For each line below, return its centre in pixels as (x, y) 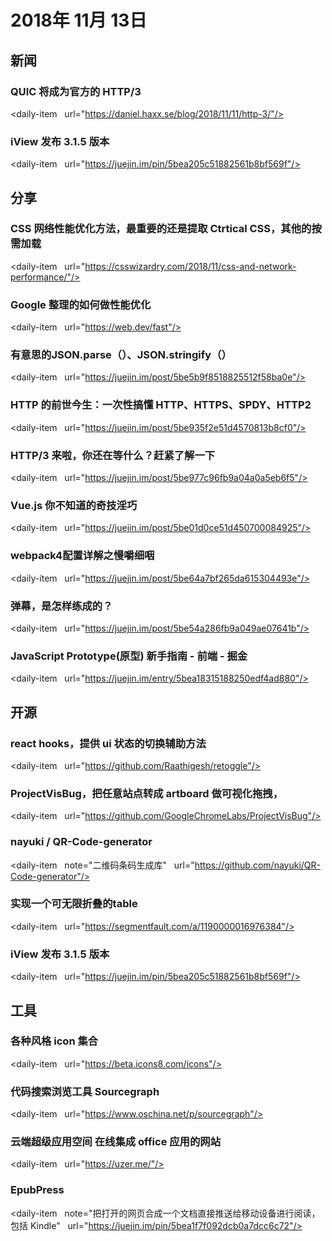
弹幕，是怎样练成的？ (61, 606)
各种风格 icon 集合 (54, 1041)
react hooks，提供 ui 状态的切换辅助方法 (108, 743)
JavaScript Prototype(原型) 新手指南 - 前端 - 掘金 (129, 656)
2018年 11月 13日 (79, 20)
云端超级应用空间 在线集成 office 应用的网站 (116, 1142)
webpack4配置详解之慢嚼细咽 (82, 556)
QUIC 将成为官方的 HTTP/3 (76, 91)
